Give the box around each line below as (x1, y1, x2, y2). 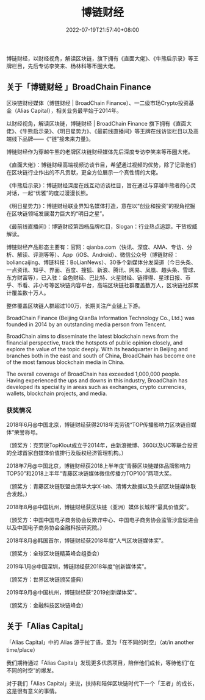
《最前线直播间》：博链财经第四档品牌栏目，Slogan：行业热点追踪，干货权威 (6, 223, 198, 230)
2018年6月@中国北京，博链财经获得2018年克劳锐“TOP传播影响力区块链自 (6, 421, 192, 429)
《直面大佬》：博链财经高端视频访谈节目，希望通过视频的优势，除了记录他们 (6, 161, 196, 168)
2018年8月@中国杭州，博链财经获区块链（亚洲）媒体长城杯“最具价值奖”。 (6, 504, 192, 511)
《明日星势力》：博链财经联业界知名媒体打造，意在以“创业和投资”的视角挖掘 (6, 202, 196, 209)
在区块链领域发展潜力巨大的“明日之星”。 (6, 210, 108, 217)
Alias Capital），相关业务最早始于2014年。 (16, 107, 122, 114)
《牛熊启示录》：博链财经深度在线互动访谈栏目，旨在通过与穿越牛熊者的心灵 (6, 181, 196, 189)
